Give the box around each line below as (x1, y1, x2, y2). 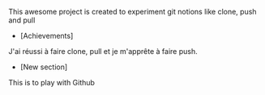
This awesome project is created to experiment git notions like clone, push (8, 7, 257, 16)
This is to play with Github (8, 78, 96, 87)
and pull (8, 15, 36, 25)
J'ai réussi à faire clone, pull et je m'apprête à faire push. (8, 47, 198, 56)
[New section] (19, 62, 68, 72)
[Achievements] (19, 31, 74, 40)
